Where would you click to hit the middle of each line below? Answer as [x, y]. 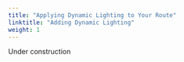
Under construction [40, 52]
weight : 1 [24, 29]
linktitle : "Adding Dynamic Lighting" [71, 22]
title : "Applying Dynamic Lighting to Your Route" [92, 15]
